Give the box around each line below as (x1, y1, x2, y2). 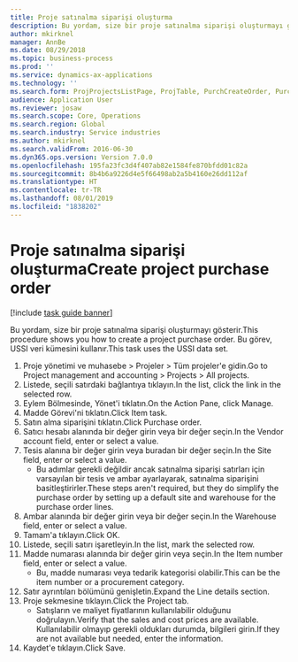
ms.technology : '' (10, 79, 78, 88)
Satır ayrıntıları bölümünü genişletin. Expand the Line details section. (22, 586, 271, 597)
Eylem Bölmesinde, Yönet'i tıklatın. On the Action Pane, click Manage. (22, 397, 274, 408)
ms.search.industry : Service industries (10, 128, 162, 137)
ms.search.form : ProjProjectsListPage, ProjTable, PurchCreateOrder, (10, 87, 272, 96)
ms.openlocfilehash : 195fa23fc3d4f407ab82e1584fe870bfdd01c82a (10, 161, 248, 170)
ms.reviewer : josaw (10, 104, 82, 112)
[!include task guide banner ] (10, 307, 113, 318)
